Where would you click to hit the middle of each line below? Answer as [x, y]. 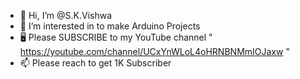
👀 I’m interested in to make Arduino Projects [110, 26]
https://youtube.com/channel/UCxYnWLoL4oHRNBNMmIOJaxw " [154, 51]
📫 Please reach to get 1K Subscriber [95, 63]
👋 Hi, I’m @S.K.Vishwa [66, 15]
